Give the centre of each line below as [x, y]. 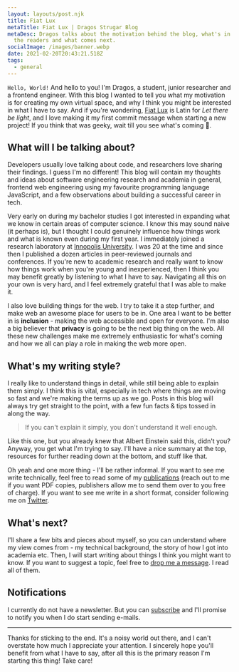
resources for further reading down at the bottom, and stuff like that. [107, 456]
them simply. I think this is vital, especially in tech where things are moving [117, 391]
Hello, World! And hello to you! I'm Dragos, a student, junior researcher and [119, 87]
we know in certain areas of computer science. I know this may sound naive [118, 224]
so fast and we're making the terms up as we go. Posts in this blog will [110, 398]
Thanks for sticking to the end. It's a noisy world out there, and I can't [109, 638]
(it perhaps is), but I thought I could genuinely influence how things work [114, 232]
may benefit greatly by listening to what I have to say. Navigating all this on [117, 277]
